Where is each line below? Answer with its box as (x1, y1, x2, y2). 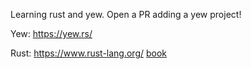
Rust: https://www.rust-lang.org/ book (10, 47, 168, 59)
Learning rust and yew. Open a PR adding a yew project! (10, 9, 242, 20)
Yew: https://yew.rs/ (10, 28, 93, 39)
